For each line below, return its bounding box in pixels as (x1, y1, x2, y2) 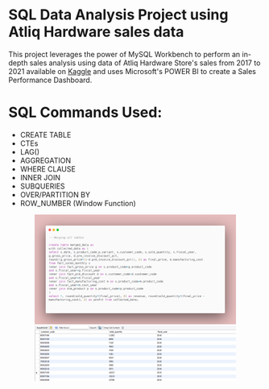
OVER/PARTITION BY (19, 189, 91, 199)
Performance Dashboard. (8, 75, 93, 85)
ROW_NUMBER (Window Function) (19, 198, 137, 208)
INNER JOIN (19, 172, 61, 182)
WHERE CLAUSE (19, 163, 77, 174)
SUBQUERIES (19, 181, 66, 191)
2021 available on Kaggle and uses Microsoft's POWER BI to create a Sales (8, 66, 256, 76)
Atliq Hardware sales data (8, 23, 184, 41)
